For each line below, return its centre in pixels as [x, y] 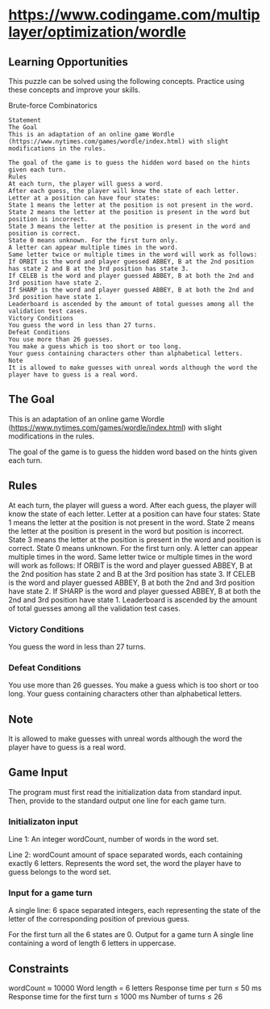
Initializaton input [43, 822]
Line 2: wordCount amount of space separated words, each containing [126, 855]
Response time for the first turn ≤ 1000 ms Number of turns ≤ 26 [116, 997]
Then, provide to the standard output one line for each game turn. [118, 801]
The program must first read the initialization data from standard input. [125, 792]
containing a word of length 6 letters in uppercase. [92, 944]
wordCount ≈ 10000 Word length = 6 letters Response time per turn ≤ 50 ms [135, 988]
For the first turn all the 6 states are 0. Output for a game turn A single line [131, 935]
